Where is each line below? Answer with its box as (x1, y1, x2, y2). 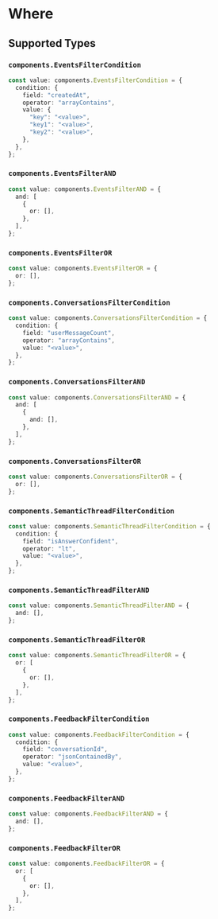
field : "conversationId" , (22, 746, 109, 754)
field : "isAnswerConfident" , (22, 537, 119, 545)
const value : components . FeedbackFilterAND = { (8, 810, 169, 818)
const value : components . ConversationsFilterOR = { (8, 473, 182, 481)
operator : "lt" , (22, 544, 77, 553)
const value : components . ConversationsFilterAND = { (8, 393, 186, 402)
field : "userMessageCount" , (22, 329, 115, 337)
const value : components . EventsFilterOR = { (8, 264, 158, 273)
